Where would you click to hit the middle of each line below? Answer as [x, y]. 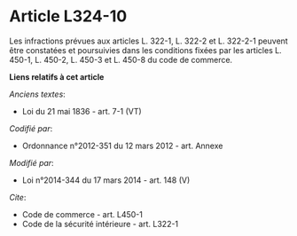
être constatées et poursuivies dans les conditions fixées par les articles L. [145, 50]
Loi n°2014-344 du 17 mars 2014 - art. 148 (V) [106, 180]
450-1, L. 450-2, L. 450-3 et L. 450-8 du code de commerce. [121, 59]
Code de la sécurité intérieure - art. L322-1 [100, 224]
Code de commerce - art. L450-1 [82, 214]
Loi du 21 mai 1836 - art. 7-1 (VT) [82, 111]
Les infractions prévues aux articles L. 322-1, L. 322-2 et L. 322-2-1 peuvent [148, 41]
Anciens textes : [38, 94]
